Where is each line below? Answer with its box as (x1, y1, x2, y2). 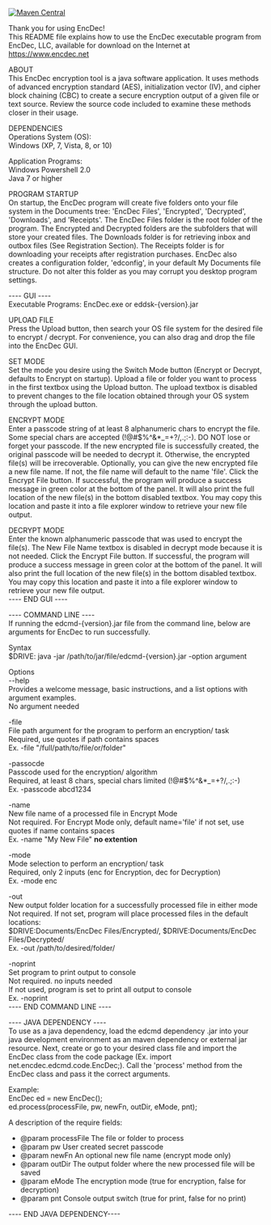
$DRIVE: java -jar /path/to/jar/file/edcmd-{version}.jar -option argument (8, 651, 248, 661)
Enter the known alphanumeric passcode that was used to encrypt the (8, 534, 243, 544)
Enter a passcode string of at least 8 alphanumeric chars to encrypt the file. (8, 424, 260, 433)
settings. (8, 275, 38, 285)
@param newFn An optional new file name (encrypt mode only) (19, 1151, 231, 1160)
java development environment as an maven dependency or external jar (8, 1035, 248, 1044)
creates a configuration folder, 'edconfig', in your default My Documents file (8, 258, 261, 267)
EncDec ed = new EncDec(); (8, 1093, 103, 1103)
